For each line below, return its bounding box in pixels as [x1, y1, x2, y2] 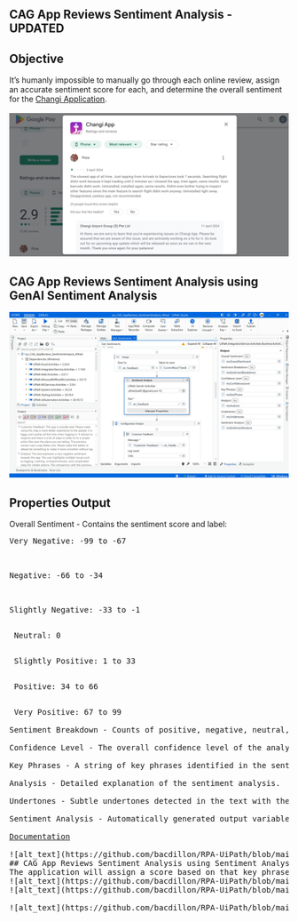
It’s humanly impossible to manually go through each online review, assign [9, 75, 280, 85]
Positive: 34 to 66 [13, 682, 99, 692]
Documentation [9, 831, 71, 841]
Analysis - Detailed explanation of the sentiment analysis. [9, 778, 281, 788]
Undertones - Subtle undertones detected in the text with [9, 796, 272, 806]
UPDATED [9, 21, 65, 36]
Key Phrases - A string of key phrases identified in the [9, 760, 267, 770]
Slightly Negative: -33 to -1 [9, 605, 141, 614]
